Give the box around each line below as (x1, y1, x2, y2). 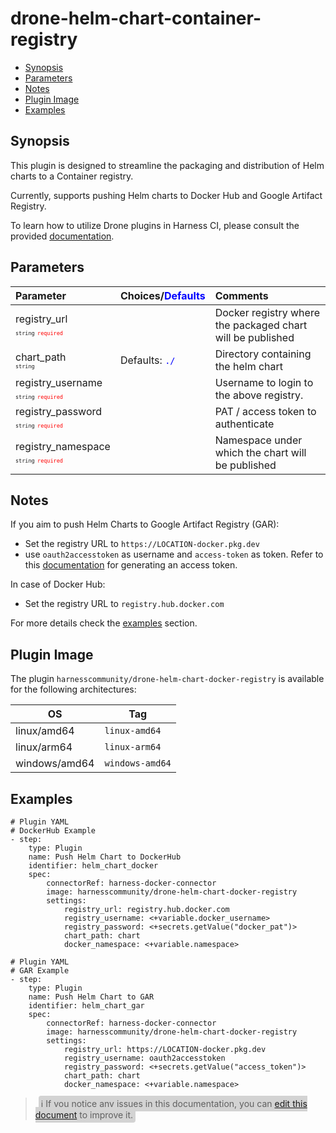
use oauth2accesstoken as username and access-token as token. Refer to (24, 548, 324, 561)
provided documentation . (10, 230, 115, 242)
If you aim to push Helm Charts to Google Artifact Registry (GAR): (10, 518, 280, 531)
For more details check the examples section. (10, 617, 198, 629)
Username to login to (214, 375, 314, 389)
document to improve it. (34, 1109, 134, 1121)
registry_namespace (15, 439, 111, 453)
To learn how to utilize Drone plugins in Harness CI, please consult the (10, 219, 300, 231)
